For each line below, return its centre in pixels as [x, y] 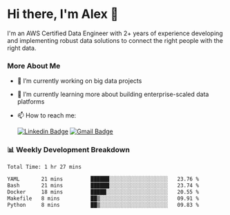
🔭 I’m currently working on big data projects [79, 81]
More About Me [34, 66]
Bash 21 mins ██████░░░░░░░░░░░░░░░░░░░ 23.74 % [103, 186]
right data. [22, 48]
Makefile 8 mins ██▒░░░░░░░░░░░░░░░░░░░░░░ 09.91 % [103, 199]
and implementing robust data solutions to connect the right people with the [115, 40]
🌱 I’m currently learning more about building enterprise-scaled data [113, 94]
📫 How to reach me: [47, 115]
